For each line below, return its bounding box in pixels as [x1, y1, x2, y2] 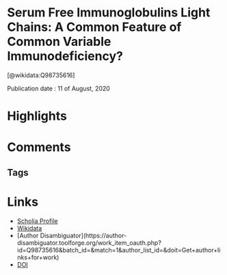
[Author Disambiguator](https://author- [16, 231, 127, 239]
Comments [7, 140, 71, 155]
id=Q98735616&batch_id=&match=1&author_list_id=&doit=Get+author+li [16, 246, 221, 254]
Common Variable [7, 34, 111, 49]
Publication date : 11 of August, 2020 [7, 84, 111, 92]
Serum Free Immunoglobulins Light [7, 5, 211, 21]
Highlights [7, 108, 67, 124]
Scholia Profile [16, 217, 58, 225]
